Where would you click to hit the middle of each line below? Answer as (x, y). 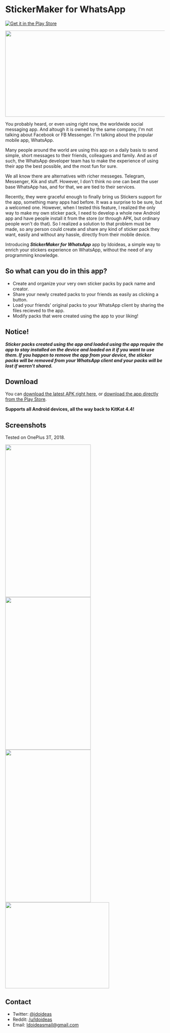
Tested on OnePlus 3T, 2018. (35, 437)
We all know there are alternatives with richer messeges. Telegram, (75, 176)
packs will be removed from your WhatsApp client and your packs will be (84, 360)
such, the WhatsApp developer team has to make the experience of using (82, 161)
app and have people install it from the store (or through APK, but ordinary (82, 218)
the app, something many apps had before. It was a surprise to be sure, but (84, 202)
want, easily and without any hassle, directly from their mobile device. (78, 234)
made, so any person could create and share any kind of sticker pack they (82, 229)
